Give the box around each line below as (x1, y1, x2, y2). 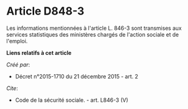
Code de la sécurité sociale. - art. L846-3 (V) (15, 96, 128, 104)
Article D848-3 (6, 4, 85, 18)
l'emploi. (6, 37, 28, 44)
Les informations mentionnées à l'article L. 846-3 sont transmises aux (6, 24, 182, 32)
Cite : (6, 84, 18, 92)
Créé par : (6, 61, 30, 68)
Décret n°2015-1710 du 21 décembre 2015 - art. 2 (15, 72, 139, 80)
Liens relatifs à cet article (6, 49, 72, 56)
